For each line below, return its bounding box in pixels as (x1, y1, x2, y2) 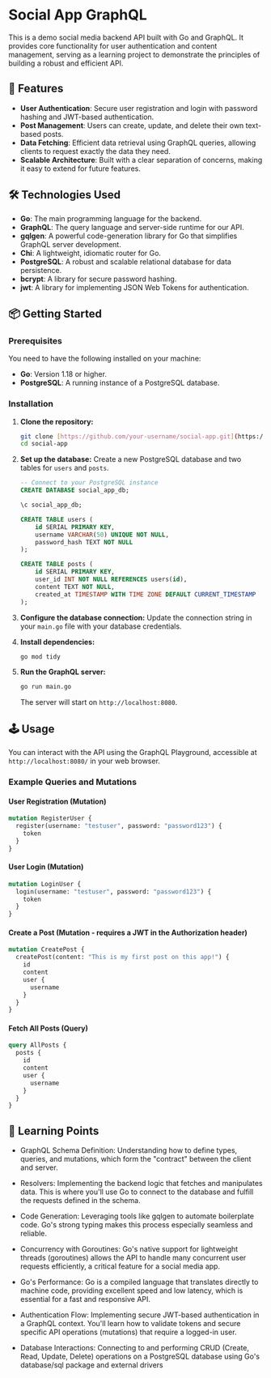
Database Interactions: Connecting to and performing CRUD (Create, (19, 1343, 249, 1353)
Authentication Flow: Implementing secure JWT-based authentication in (19, 1310, 260, 1320)
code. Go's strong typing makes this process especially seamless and (19, 1220, 253, 1230)
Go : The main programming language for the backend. (19, 213, 202, 224)
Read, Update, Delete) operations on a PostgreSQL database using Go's (19, 1351, 260, 1362)
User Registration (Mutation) (8, 796, 107, 806)
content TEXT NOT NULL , (35, 582, 115, 591)
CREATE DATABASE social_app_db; (19, 486, 129, 495)
